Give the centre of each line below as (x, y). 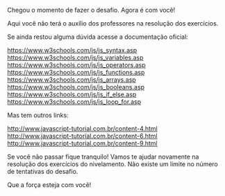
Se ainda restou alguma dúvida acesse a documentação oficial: (98, 37)
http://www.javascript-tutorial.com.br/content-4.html (83, 128)
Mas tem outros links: (38, 115)
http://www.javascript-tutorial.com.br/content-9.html (82, 143)
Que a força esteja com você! (49, 185)
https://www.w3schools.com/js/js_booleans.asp (76, 87)
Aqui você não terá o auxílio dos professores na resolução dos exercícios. (113, 23)
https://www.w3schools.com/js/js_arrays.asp (72, 80)
